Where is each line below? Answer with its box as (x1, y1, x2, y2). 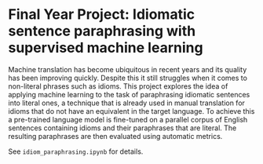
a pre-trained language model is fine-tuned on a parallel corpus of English (8, 115, 248, 124)
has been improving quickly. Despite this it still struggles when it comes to (8, 73, 247, 82)
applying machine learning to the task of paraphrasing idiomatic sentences (8, 89, 250, 99)
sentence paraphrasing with (8, 22, 196, 40)
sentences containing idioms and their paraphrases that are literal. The (8, 123, 237, 133)
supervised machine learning (8, 39, 203, 56)
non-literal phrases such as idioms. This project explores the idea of (8, 81, 228, 91)
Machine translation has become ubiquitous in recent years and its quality (8, 64, 247, 74)
